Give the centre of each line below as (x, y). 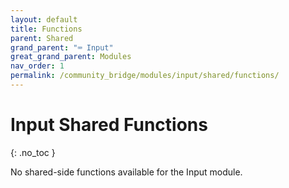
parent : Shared (42, 38)
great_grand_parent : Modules (71, 57)
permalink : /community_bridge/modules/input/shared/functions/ (145, 76)
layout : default (44, 19)
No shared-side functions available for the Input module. (126, 172)
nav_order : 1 (37, 66)
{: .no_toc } (33, 152)
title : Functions (46, 29)
